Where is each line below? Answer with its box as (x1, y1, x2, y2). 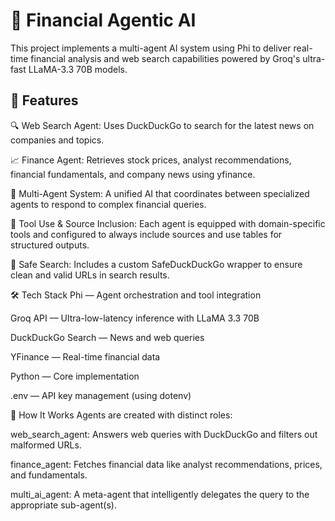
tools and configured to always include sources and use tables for (10, 228, 283, 240)
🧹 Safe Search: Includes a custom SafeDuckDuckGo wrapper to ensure (10, 258, 303, 270)
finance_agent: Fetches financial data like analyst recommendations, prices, (10, 458, 323, 470)
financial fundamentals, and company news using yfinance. (10, 168, 256, 180)
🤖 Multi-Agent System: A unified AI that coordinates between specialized (10, 187, 310, 199)
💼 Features (10, 92, 79, 109)
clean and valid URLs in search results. (10, 269, 170, 281)
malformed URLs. (10, 439, 82, 451)
